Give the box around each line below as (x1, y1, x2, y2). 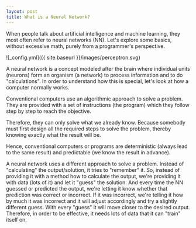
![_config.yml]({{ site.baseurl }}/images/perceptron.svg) (6, 54, 140, 61)
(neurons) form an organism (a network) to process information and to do (6, 71, 183, 78)
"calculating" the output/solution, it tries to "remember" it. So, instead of (6, 166, 180, 173)
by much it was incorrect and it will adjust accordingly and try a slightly (6, 197, 177, 205)
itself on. (6, 216, 27, 223)
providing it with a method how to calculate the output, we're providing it (6, 172, 181, 179)
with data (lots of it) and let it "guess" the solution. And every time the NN (6, 179, 183, 186)
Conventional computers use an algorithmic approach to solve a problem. (6, 95, 183, 102)
